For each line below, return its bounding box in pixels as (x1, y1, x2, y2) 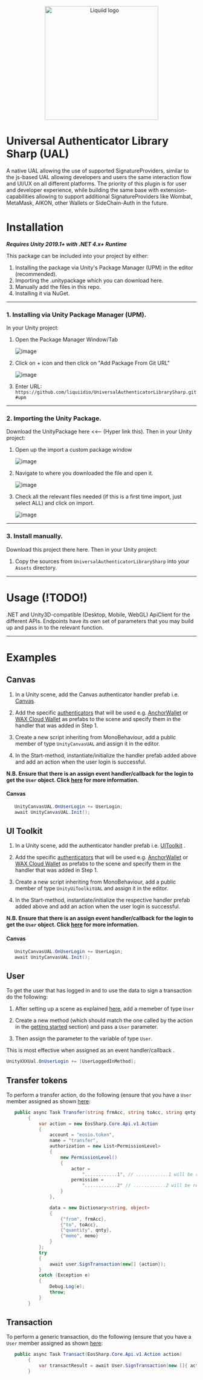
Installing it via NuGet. (14, 289, 70, 297)
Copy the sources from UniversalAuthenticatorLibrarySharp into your (14, 557, 190, 565)
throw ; (49, 1289, 66, 1295)
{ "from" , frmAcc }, (60, 1216, 107, 1222)
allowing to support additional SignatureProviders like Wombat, (36, 193, 193, 200)
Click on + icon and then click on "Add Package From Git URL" (14, 360, 170, 367)
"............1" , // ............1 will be (82, 1171, 193, 1177)
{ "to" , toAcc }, (60, 1221, 98, 1228)
